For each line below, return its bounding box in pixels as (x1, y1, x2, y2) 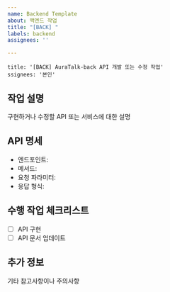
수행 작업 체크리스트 (7, 205, 89, 217)
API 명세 (7, 135, 42, 147)
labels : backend (7, 30, 55, 38)
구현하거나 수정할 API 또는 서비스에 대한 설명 (7, 112, 131, 120)
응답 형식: (17, 181, 45, 190)
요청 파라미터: (17, 173, 57, 181)
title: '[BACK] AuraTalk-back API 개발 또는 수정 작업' (7, 64, 164, 71)
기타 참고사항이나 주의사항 (7, 276, 80, 285)
